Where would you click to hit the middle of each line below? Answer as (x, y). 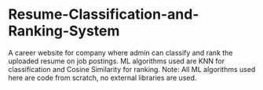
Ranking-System (64, 31)
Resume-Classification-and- (104, 14)
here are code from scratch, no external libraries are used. (102, 77)
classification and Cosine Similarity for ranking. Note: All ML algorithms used (132, 69)
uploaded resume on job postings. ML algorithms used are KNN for (117, 61)
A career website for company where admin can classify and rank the (121, 52)
